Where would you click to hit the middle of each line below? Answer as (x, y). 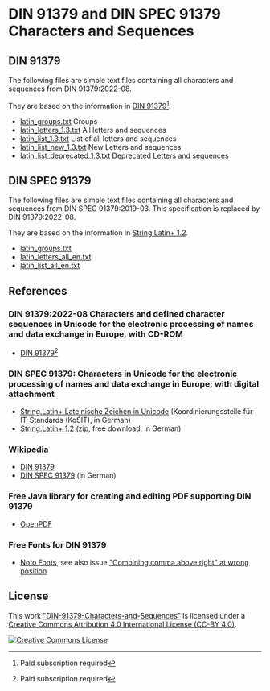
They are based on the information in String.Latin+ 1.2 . (98, 233)
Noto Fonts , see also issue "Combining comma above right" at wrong (134, 562)
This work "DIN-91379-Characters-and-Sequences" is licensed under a (127, 615)
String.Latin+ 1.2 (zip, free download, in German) (100, 428)
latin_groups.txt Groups (59, 121)
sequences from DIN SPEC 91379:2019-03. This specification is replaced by (134, 209)
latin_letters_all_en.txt (55, 257)
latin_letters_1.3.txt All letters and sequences (93, 130)
